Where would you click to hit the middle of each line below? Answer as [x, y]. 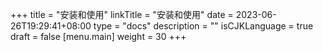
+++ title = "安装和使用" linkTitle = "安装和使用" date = [122, 14]
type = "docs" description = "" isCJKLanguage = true [203, 26]
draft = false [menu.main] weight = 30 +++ [98, 36]
